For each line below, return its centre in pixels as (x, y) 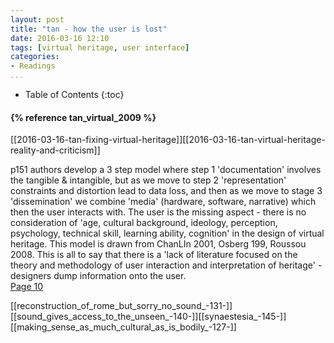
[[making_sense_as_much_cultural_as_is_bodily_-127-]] (123, 327)
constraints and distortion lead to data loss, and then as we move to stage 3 (166, 191)
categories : (35, 57)
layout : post (37, 19)
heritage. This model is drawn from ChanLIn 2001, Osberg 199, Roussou (158, 244)
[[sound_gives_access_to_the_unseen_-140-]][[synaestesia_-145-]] (148, 317)
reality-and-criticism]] (55, 150)
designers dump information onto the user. (98, 276)
